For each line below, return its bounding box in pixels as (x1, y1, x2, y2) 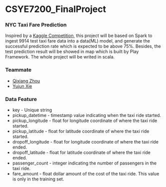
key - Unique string (12, 107, 52, 113)
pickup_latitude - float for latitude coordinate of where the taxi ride (12, 128, 150, 134)
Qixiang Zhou (12, 77, 40, 83)
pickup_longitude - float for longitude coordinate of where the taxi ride (12, 117, 158, 123)
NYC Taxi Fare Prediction (5, 21, 67, 28)
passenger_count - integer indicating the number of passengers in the (12, 160, 157, 166)
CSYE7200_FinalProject (5, 3, 106, 15)
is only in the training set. (12, 176, 64, 182)
